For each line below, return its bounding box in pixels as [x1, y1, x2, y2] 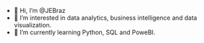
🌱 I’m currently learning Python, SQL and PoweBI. [13, 28, 155, 36]
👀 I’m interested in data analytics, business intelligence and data [13, 14, 198, 22]
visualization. [13, 21, 52, 29]
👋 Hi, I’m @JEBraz [13, 7, 66, 14]
